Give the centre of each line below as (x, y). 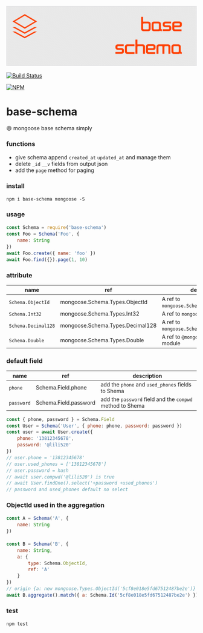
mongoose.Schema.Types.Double (102, 340)
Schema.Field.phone (61, 388)
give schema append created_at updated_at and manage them (93, 157)
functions (21, 144)
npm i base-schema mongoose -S (46, 199)
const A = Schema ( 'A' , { (37, 519)
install (16, 186)
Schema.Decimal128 (32, 326)
